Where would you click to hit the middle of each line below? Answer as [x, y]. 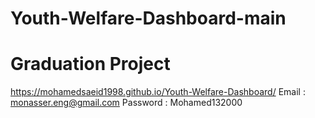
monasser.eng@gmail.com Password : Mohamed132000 [126, 103]
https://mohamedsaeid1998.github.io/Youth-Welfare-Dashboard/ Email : [158, 92]
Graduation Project [90, 64]
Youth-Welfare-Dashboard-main [148, 18]
